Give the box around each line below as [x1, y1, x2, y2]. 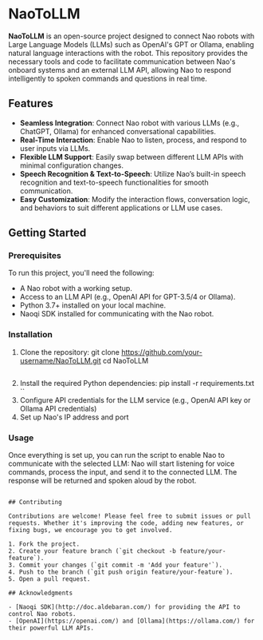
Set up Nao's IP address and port [19, 412, 129, 422]
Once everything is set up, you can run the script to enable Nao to [8, 451, 226, 460]
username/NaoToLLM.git [19, 356, 101, 365]
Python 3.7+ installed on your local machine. [19, 300, 167, 310]
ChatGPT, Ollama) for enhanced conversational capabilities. [19, 126, 217, 136]
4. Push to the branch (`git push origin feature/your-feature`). [8, 568, 234, 576]
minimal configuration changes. [19, 161, 124, 170]
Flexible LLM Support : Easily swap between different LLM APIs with [19, 152, 244, 161]
